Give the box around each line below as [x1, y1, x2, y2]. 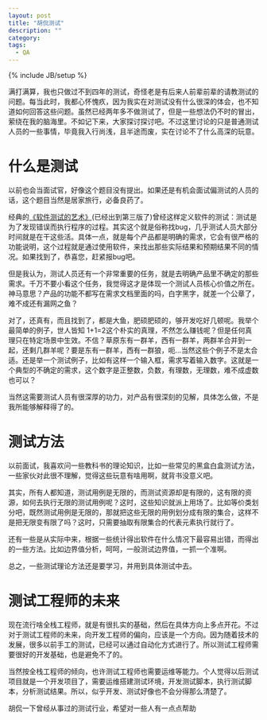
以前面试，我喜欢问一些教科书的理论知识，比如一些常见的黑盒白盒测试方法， [8, 461, 259, 470]
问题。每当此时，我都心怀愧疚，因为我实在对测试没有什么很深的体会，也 [8, 97, 245, 106]
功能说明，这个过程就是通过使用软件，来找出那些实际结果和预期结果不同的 [8, 242, 252, 251]
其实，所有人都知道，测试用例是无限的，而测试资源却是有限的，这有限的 [8, 487, 245, 497]
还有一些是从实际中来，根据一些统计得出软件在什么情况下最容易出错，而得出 [8, 534, 259, 543]
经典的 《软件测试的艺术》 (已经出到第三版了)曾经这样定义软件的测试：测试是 [8, 212, 257, 221]
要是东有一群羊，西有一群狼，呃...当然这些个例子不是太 [70, 345, 252, 355]
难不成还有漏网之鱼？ [8, 298, 78, 308]
